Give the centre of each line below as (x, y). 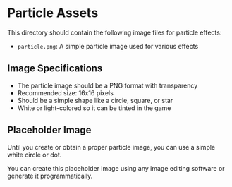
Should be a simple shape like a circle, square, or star (95, 100)
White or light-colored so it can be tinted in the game (94, 108)
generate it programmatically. (50, 176)
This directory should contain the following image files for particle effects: (115, 32)
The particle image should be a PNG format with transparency (108, 85)
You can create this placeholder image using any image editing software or (116, 168)
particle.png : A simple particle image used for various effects (108, 46)
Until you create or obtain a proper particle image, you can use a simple (111, 147)
